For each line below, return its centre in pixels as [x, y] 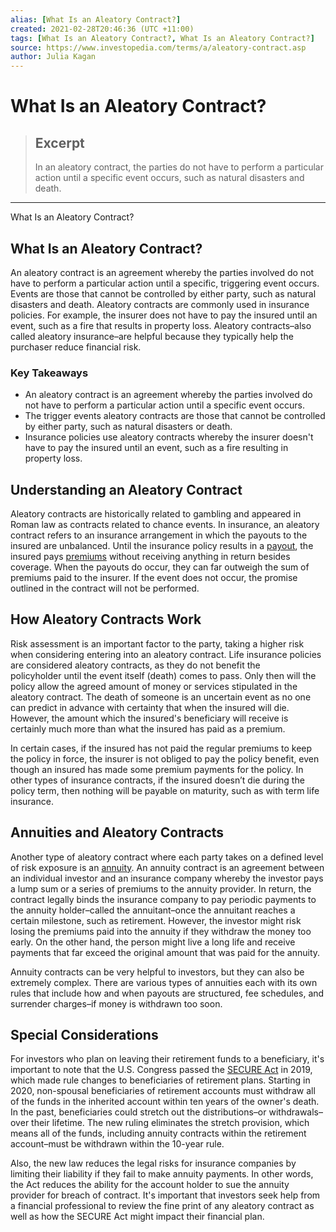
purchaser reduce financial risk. [76, 347]
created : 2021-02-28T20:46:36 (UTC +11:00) [102, 29]
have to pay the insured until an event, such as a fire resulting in [156, 448]
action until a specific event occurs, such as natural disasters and [169, 178]
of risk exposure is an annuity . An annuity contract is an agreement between [167, 867]
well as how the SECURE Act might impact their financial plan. [137, 1217]
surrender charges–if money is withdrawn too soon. [116, 1003]
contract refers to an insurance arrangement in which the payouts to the [159, 535]
